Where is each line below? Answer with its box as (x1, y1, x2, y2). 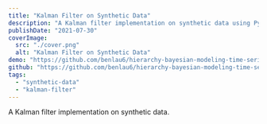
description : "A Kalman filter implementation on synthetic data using (8, 19, 250, 27)
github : (8, 64, 34, 72)
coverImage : (8, 33, 48, 42)
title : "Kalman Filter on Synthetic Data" (8, 11, 151, 20)
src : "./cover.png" (15, 41, 80, 49)
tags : (8, 71, 26, 79)
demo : (8, 56, 26, 64)
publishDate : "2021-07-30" (8, 26, 98, 34)
